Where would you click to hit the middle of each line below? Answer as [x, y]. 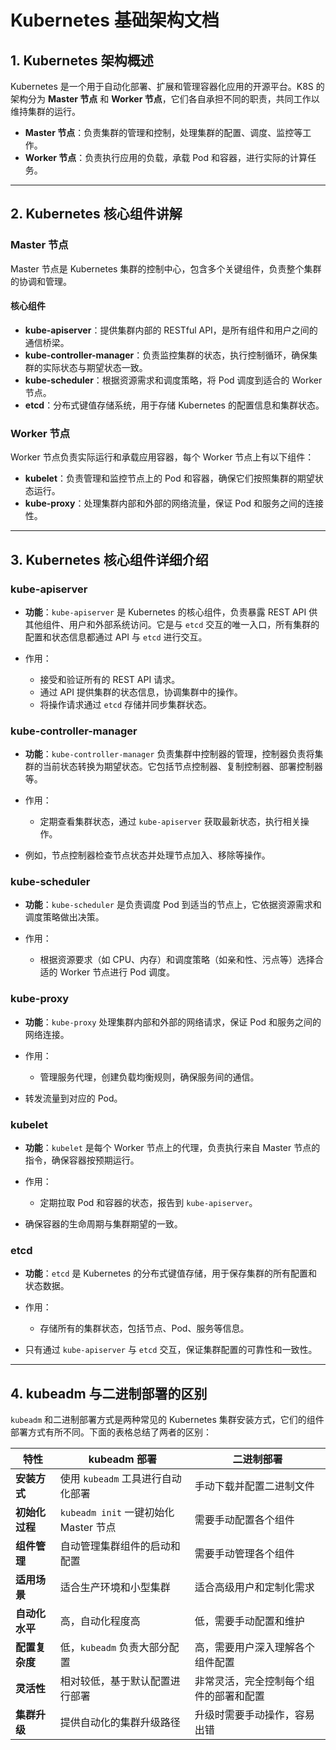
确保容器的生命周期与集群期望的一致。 [103, 1224]
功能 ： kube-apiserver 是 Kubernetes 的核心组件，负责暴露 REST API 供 [171, 612]
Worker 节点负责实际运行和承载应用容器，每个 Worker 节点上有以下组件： [162, 457]
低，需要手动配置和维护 [249, 1621]
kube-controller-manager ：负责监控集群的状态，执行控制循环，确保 [167, 355]
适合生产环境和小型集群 [115, 1588]
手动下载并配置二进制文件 [254, 1486]
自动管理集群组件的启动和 [120, 1546]
